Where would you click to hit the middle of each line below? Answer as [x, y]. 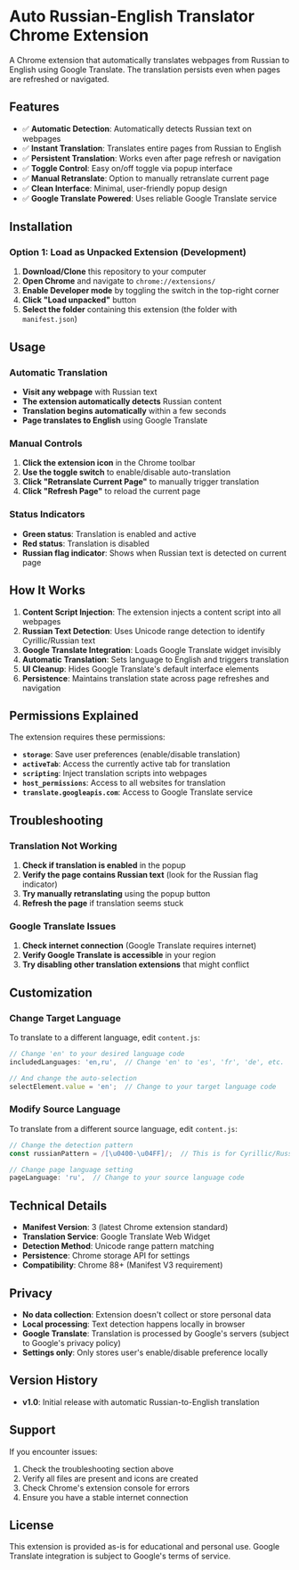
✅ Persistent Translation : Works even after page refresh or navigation [151, 158]
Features [34, 107]
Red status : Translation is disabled [85, 543]
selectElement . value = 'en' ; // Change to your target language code [143, 1087]
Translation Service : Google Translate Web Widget [116, 1236]
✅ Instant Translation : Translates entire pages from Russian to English [152, 148]
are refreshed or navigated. [59, 78]
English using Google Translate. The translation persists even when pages [145, 70]
